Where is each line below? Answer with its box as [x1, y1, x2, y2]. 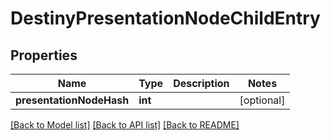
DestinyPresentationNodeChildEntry [10, 7, 321, 30]
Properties [10, 47, 78, 64]
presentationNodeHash [15, 93, 130, 107]
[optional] [239, 93, 286, 107]
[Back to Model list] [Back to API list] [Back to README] [10, 119, 240, 131]
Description [173, 77, 230, 90]
